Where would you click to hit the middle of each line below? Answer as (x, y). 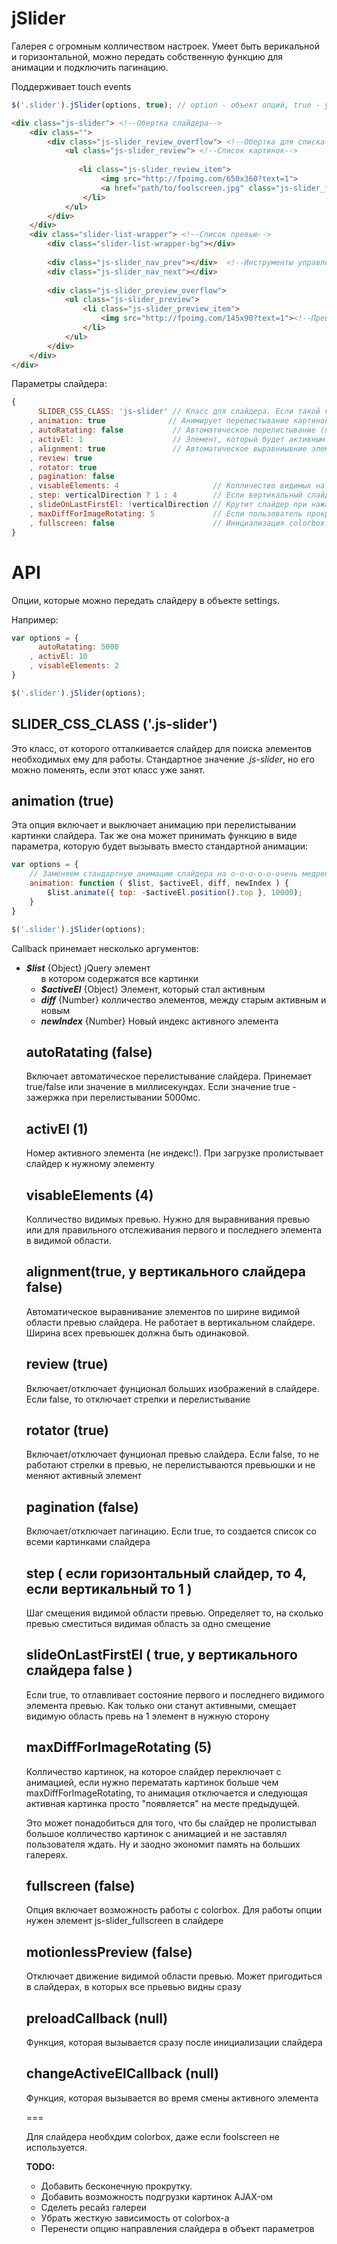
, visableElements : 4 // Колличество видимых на (177, 486)
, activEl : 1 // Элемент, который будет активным (177, 439)
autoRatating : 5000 (78, 647)
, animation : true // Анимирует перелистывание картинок (179, 421)
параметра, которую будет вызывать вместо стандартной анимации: (160, 846)
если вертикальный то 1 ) (109, 1588)
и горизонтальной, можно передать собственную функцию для (147, 56)
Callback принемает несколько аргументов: (105, 948)
